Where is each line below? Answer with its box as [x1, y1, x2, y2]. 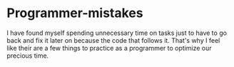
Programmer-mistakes [6, 5, 143, 21]
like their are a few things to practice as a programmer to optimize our [6, 43, 212, 52]
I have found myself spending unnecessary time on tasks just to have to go [6, 29, 228, 37]
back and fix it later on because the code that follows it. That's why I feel [6, 36, 220, 44]
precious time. [6, 51, 49, 60]
